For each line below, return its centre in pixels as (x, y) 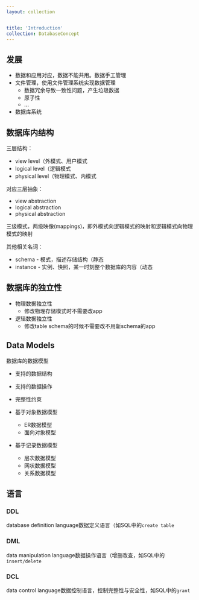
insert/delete (24, 561)
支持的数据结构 (33, 373)
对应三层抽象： (25, 189)
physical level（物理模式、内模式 (55, 176)
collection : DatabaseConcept (43, 34)
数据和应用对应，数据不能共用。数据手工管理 (71, 75)
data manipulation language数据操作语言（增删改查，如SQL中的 (85, 555)
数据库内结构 (30, 132)
